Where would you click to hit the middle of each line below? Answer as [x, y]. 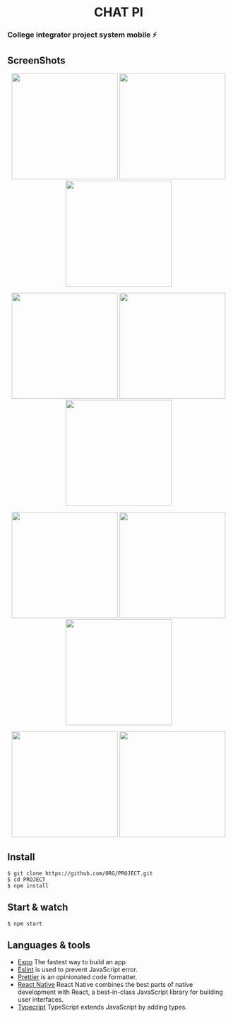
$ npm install [28, 886]
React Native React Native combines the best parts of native [105, 985]
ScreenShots [36, 60]
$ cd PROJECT [26, 880]
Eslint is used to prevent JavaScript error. [77, 970]
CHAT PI [119, 12]
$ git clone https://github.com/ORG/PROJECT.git [80, 873]
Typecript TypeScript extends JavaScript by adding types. [102, 1007]
